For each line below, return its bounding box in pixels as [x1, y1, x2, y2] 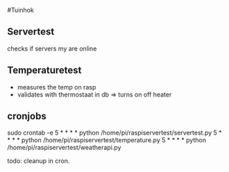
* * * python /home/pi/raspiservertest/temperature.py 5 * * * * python [7, 136, 207, 144]
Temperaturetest [7, 64, 82, 76]
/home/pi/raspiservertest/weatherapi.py [7, 144, 121, 152]
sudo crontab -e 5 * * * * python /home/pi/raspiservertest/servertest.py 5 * [7, 128, 222, 137]
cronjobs [7, 110, 46, 122]
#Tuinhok [7, 6, 35, 14]
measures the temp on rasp [17, 83, 96, 91]
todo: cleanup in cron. [7, 157, 70, 165]
